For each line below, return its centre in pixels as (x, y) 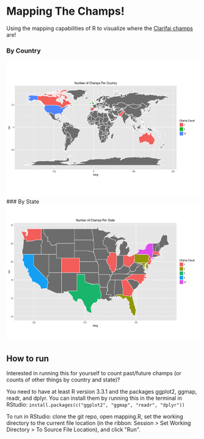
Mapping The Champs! (66, 11)
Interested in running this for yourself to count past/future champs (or (94, 373)
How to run (28, 358)
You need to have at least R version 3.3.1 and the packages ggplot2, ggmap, (102, 392)
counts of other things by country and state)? (63, 380)
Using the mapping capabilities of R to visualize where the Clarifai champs (100, 28)
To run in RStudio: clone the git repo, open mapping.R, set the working (95, 417)
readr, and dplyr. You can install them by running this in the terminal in (94, 398)
